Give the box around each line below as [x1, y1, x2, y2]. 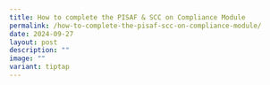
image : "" [9, 54, 46, 63]
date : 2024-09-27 [9, 29, 74, 38]
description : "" [9, 46, 70, 55]
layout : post [9, 37, 58, 47]
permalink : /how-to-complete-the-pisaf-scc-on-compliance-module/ [9, 21, 262, 30]
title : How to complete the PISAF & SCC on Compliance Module [9, 12, 246, 22]
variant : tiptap [9, 63, 70, 72]
